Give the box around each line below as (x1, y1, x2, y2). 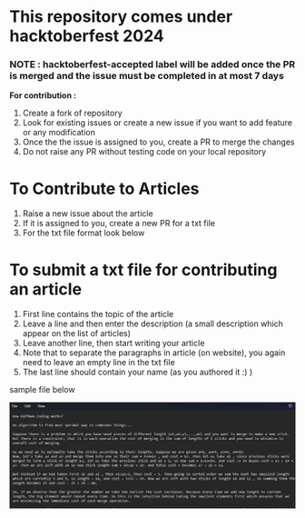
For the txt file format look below (22, 227, 145, 238)
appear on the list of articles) (22, 328, 132, 339)
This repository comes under (9, 6, 233, 27)
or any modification (22, 127, 95, 138)
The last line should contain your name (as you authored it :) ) (22, 366, 253, 378)
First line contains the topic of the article (22, 309, 174, 320)
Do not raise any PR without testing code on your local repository (22, 146, 267, 157)
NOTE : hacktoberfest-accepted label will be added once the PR (9, 58, 296, 71)
